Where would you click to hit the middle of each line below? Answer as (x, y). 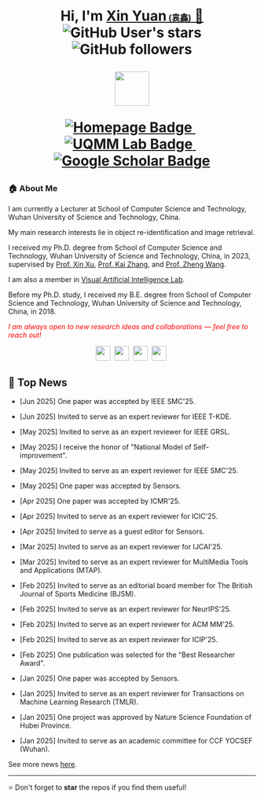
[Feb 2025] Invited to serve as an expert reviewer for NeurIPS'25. (125, 609)
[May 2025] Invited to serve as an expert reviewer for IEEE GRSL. (125, 432)
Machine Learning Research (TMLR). (79, 702)
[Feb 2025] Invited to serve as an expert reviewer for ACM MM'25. (127, 625)
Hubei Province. (46, 725)
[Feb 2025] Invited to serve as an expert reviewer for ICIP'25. (119, 640)
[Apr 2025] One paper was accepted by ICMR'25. (100, 501)
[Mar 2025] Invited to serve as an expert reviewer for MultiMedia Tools (134, 562)
